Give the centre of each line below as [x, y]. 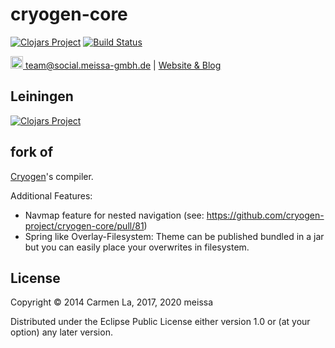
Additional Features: [51, 195]
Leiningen [42, 96]
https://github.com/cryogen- [265, 215]
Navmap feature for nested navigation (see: [114, 215]
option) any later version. [61, 332]
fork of [32, 152]
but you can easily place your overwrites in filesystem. [137, 247]
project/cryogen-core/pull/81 [84, 225]
